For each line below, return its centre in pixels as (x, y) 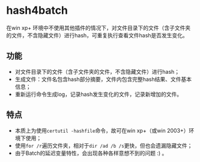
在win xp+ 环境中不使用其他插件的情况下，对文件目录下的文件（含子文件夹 (98, 28)
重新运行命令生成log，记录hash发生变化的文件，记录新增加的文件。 (98, 94)
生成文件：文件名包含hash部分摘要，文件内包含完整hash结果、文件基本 (103, 79)
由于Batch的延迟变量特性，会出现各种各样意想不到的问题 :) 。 (91, 153)
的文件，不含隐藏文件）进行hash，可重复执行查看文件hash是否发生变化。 (97, 35)
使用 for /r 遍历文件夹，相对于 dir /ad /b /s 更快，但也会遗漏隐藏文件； (104, 145)
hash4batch (37, 10)
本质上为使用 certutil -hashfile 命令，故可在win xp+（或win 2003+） (102, 130)
